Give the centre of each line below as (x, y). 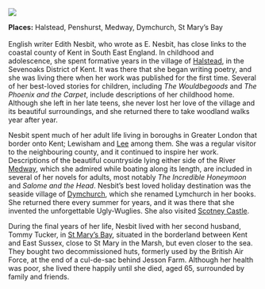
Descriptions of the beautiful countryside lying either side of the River (122, 160)
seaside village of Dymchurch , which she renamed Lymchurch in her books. (132, 194)
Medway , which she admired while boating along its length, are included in (130, 169)
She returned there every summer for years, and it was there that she (121, 202)
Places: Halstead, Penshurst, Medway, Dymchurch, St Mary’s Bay (116, 27)
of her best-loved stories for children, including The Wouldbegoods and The (132, 86)
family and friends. (39, 277)
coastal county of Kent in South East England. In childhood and (111, 52)
